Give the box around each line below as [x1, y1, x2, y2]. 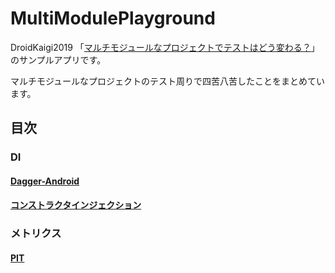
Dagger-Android [10, 175, 80, 187]
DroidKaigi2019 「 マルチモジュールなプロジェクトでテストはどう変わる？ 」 [10, 41, 320, 53]
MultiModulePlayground [10, 7, 216, 30]
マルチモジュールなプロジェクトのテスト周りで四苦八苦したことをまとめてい [10, 75, 326, 87]
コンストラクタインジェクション [10, 199, 142, 211]
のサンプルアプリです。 [10, 53, 107, 66]
